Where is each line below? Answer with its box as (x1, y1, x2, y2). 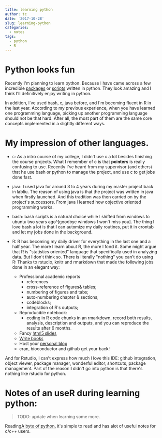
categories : (5, 25, 29, 30)
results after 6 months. (26, 325, 72, 331)
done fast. (12, 174, 32, 180)
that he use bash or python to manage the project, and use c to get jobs (12, 169, 155, 175)
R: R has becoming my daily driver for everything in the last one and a (12, 238, 151, 244)
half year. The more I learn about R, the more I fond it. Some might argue (12, 243, 157, 249)
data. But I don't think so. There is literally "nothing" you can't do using (12, 254, 153, 260)
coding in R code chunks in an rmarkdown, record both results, (26, 315, 152, 321)
